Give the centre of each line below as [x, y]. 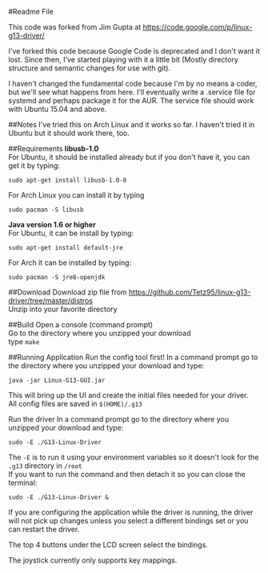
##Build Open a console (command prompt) [81, 325]
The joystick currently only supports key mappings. [93, 560]
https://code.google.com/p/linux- [198, 27]
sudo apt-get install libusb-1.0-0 [68, 180]
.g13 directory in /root [45, 466]
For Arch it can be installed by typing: [70, 262]
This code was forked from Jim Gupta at [75, 27]
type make [24, 342]
